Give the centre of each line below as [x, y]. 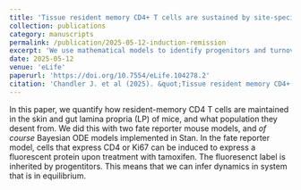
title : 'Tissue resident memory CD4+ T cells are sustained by [130, 17]
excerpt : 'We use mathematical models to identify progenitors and [138, 51]
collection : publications [57, 26]
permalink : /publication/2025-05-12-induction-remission [118, 42]
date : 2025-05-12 [42, 59]
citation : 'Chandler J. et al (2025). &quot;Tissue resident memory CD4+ [150, 84]
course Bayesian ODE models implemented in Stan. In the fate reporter [140, 137]
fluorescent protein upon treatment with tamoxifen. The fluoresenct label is [148, 156]
